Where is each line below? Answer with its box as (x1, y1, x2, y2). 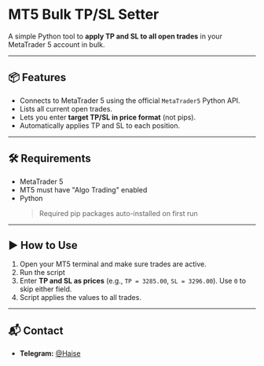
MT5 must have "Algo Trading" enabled (19, 185, 148, 194)
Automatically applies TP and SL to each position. (19, 120, 181, 130)
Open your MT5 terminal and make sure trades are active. (19, 259, 207, 269)
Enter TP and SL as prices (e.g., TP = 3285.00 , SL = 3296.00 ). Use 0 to (19, 276, 246, 286)
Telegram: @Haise (19, 349, 81, 358)
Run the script (19, 268, 65, 277)
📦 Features (8, 71, 67, 84)
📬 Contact (8, 324, 64, 337)
